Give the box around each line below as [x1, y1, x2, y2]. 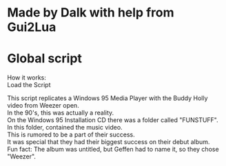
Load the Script [7, 81, 51, 89]
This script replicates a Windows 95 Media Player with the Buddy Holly [7, 94, 208, 102]
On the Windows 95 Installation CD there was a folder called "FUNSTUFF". [7, 116, 218, 124]
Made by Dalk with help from [7, 5, 174, 21]
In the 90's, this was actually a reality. [7, 108, 114, 117]
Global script [7, 51, 83, 67]
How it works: [7, 73, 47, 82]
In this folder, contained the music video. [7, 123, 123, 132]
